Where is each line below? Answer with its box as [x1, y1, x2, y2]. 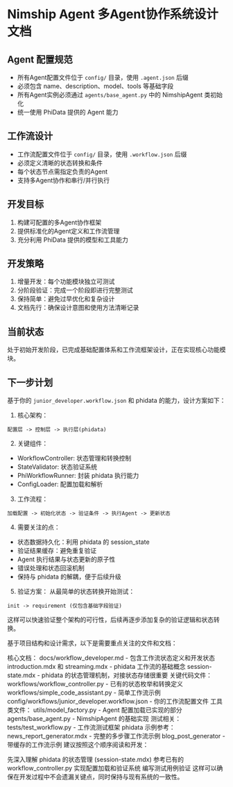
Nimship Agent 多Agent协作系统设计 [7, 6, 218, 22]
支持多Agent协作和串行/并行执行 [17, 176, 110, 184]
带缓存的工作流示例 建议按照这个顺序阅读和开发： [7, 740, 149, 749]
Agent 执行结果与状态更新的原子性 [17, 555, 116, 563]
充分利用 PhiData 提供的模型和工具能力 [17, 235, 128, 244]
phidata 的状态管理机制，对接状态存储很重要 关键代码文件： [41, 671, 213, 679]
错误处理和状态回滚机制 [17, 564, 85, 572]
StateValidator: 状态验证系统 [17, 463, 98, 471]
